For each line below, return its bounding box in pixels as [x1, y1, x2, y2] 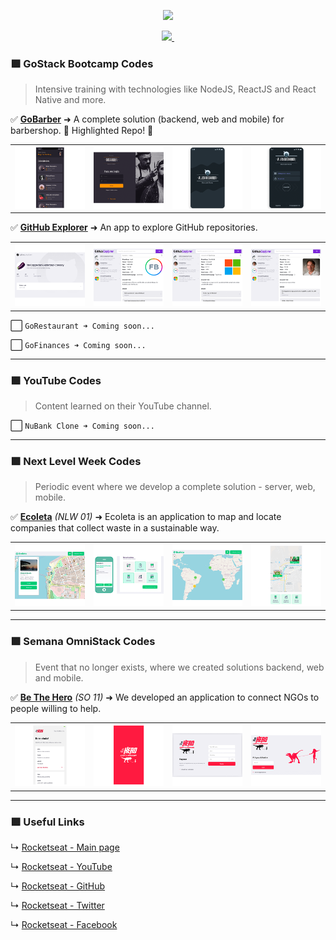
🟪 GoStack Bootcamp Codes [10, 56, 154, 70]
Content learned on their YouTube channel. [34, 400, 212, 412]
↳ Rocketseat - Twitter [10, 900, 105, 912]
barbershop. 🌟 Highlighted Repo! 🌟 [10, 125, 154, 137]
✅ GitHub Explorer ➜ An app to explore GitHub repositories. [10, 221, 258, 234]
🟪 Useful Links [10, 815, 85, 829]
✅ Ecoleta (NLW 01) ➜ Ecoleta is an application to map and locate [10, 511, 282, 523]
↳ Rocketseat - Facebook [10, 919, 118, 931]
